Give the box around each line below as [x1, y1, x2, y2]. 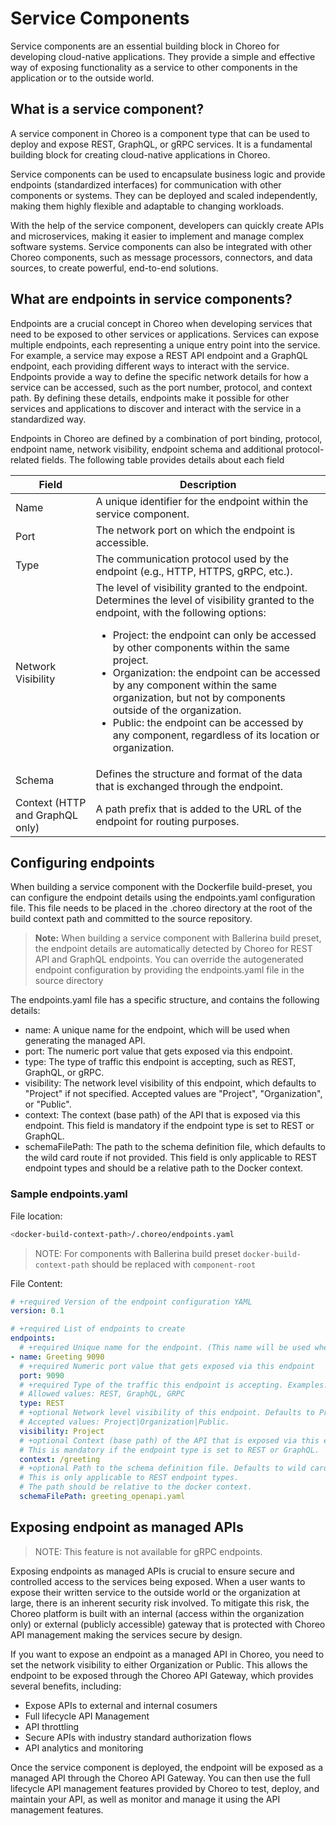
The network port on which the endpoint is [95, 523, 296, 537]
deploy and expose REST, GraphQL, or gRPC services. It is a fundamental [10, 138, 313, 150]
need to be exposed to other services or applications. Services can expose [10, 328, 320, 340]
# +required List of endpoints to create [10, 1324, 186, 1334]
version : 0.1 [10, 1306, 65, 1316]
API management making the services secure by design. [10, 1628, 243, 1641]
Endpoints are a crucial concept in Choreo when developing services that [10, 317, 313, 329]
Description [179, 477, 237, 491]
